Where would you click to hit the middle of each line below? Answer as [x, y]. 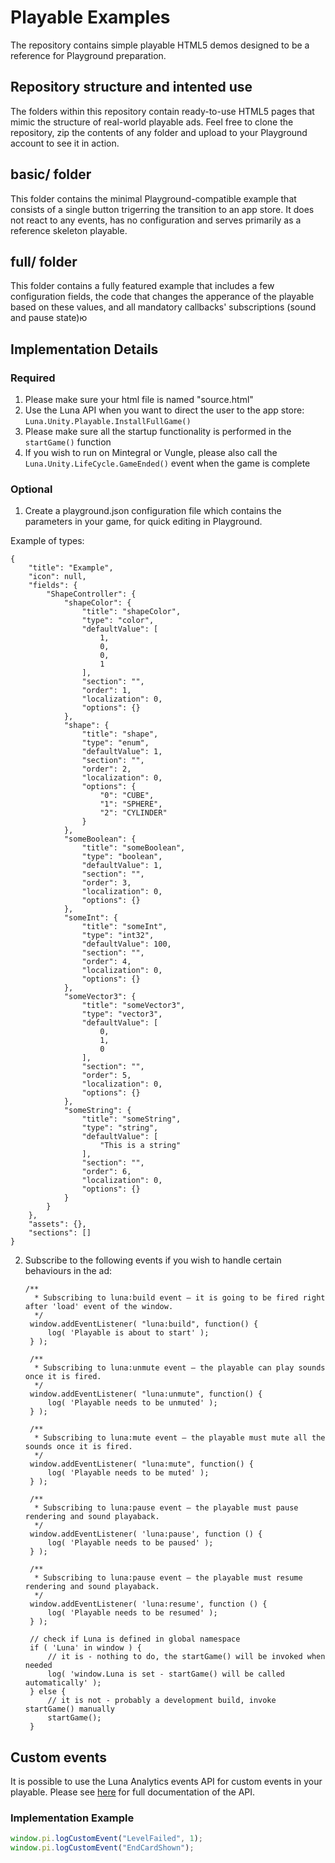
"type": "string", [120, 1128]
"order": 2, [106, 769]
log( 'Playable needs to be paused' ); [130, 1543]
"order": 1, [106, 691]
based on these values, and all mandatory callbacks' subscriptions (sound [163, 307]
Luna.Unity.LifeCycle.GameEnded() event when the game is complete [167, 463]
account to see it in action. [65, 143]
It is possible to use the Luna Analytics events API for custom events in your [166, 1782]
